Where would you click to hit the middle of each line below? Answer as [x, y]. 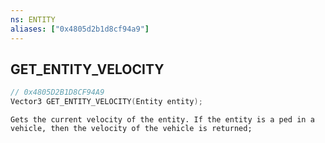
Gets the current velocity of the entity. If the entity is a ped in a [162, 120]
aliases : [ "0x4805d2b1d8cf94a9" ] [80, 29]
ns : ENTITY [33, 19]
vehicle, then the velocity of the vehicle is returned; [131, 129]
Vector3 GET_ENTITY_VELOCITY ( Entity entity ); [106, 102]
